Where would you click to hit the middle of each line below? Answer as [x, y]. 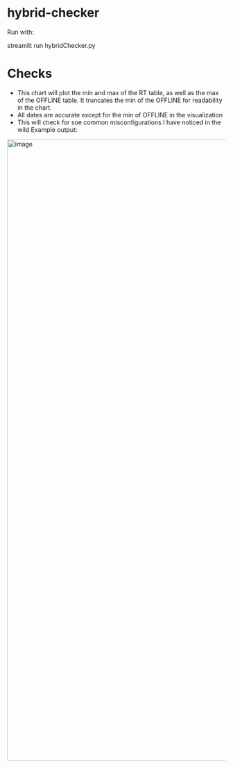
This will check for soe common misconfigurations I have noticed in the [119, 122]
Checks [30, 74]
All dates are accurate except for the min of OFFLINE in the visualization [120, 115]
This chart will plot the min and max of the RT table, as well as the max [118, 92]
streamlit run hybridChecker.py [51, 45]
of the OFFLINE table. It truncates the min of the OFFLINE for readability [120, 100]
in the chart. [34, 107]
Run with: [21, 32]
